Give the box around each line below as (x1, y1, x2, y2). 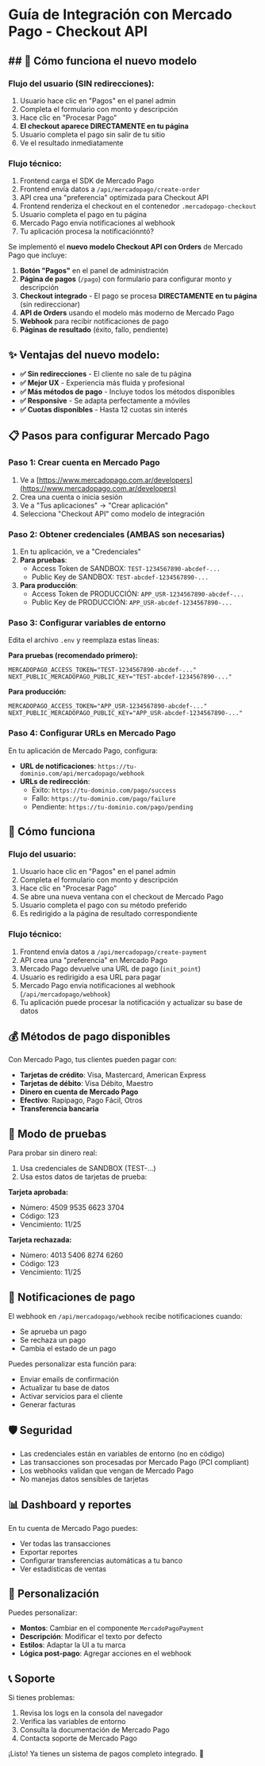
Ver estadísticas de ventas (19, 1563, 107, 1574)
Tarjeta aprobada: (8, 1188, 69, 1197)
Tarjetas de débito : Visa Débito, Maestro (19, 1079, 153, 1088)
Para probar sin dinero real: (8, 1148, 98, 1157)
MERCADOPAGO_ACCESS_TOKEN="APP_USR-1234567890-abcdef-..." (8, 702, 208, 710)
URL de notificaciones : (19, 761, 97, 771)
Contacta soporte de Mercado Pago (19, 1733, 137, 1743)
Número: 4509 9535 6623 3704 (19, 1203, 125, 1212)
